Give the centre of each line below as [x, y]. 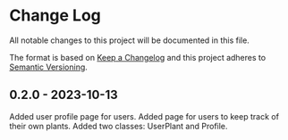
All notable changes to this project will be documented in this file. [130, 40]
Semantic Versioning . [48, 67]
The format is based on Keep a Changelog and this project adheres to [138, 57]
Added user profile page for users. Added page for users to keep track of [144, 116]
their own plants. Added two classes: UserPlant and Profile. [119, 126]
